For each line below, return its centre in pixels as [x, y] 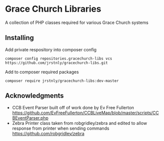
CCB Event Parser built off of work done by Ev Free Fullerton [73, 107]
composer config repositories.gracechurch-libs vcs [59, 59]
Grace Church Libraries [53, 9]
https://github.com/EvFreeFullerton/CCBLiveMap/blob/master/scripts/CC [85, 113]
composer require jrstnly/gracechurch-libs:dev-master [62, 81]
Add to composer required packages [42, 72]
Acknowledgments [35, 96]
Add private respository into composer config [51, 49]
